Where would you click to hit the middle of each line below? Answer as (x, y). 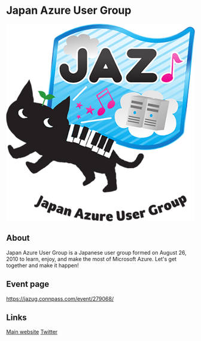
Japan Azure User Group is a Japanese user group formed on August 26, (96, 252)
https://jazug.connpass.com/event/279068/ (60, 298)
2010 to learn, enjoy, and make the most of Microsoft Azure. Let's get (92, 259)
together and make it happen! (42, 265)
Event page (28, 284)
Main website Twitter (32, 332)
